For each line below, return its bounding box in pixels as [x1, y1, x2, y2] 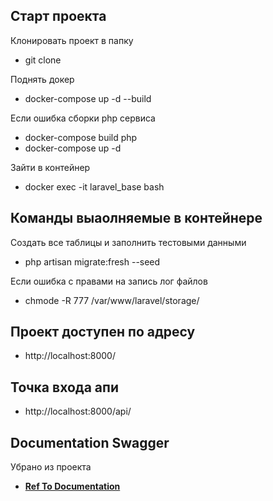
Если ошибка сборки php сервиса [10, 112, 156, 124]
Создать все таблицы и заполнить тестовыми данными [10, 236, 247, 248]
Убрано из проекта [10, 461, 92, 473]
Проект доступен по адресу [10, 324, 196, 341]
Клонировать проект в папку [10, 34, 134, 46]
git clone [24, 54, 62, 66]
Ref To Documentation [24, 480, 121, 493]
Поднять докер [10, 73, 75, 85]
